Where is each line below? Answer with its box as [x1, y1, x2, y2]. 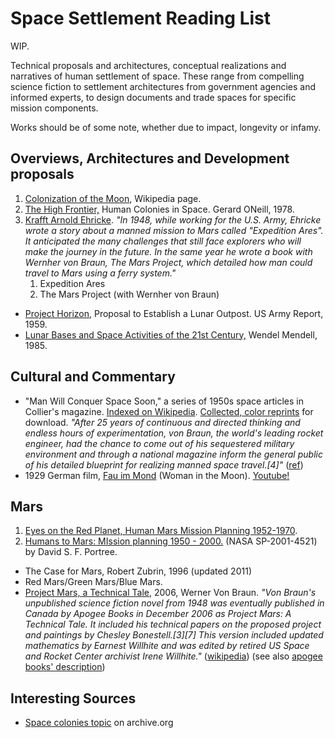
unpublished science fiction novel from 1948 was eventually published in [24, 597, 325, 609]
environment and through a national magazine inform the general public [24, 448, 323, 460]
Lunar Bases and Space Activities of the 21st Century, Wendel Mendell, [24, 328, 318, 341]
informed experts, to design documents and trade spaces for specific [10, 91, 297, 103]
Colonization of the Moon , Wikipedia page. [24, 192, 202, 204]
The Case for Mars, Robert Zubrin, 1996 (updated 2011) [24, 565, 252, 577]
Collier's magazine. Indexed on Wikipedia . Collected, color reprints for [24, 405, 314, 417]
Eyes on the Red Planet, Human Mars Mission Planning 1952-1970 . [24, 525, 298, 537]
